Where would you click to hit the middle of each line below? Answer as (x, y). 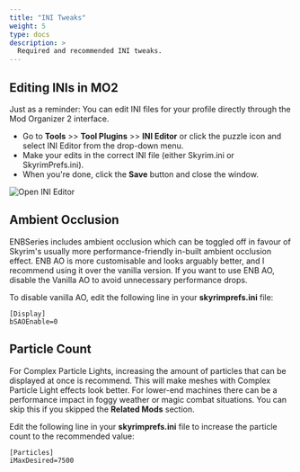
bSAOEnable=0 (34, 321)
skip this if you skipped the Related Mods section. (102, 409)
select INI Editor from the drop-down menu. (103, 146)
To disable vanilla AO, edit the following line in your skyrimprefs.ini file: (141, 297)
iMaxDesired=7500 (42, 460)
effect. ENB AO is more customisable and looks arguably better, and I (137, 261)
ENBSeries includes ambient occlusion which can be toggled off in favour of (150, 241)
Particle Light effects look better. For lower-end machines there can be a (143, 390)
